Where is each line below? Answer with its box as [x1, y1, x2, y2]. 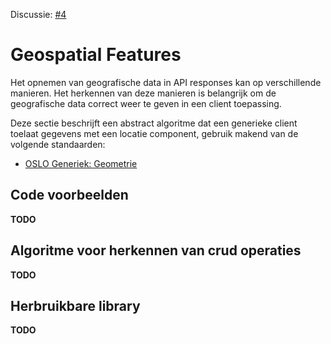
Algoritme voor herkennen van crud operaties [10, 242, 302, 259]
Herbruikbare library [10, 297, 141, 314]
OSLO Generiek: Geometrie [24, 157, 138, 169]
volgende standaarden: [10, 138, 106, 150]
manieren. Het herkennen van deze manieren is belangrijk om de [10, 87, 277, 99]
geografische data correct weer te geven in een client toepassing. [10, 97, 282, 109]
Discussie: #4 [10, 9, 67, 20]
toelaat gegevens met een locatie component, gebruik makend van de [10, 127, 299, 139]
